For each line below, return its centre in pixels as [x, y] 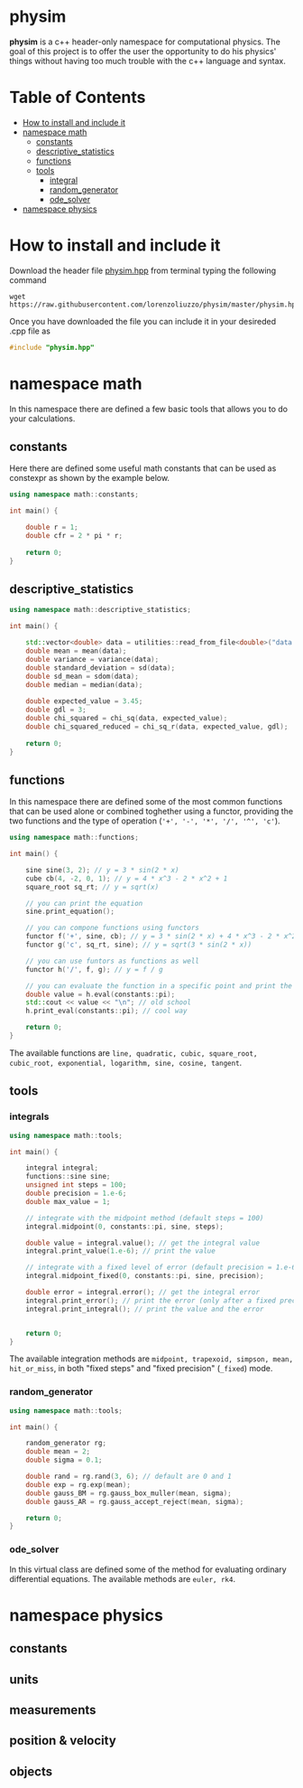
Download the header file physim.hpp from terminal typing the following [143, 270]
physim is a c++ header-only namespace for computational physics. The [145, 42]
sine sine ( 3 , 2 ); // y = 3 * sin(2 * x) [102, 870]
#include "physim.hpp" [52, 347]
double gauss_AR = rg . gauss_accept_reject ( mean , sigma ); [135, 1501]
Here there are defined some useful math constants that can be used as [143, 468]
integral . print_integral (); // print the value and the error [145, 1309]
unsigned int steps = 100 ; [76, 1185]
